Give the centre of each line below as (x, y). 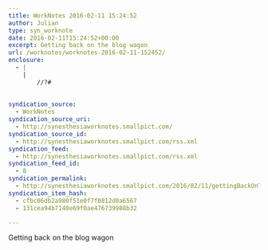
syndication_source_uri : (49, 119)
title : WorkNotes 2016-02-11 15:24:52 (73, 16)
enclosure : (26, 61)
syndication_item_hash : (48, 193)
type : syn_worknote (41, 30)
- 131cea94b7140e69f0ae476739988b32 (76, 208)
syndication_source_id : (48, 134)
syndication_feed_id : (44, 164)
